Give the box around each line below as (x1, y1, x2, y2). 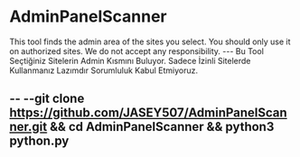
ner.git (9, 119, 48, 134)
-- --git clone (9, 91, 85, 106)
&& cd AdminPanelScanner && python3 (49, 119, 275, 134)
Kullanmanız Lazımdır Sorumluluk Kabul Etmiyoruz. (9, 65, 199, 76)
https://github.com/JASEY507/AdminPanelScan (9, 106, 287, 121)
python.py (9, 134, 70, 149)
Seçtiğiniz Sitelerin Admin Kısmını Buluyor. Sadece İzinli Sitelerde (9, 55, 251, 66)
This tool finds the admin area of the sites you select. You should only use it (9, 36, 291, 47)
